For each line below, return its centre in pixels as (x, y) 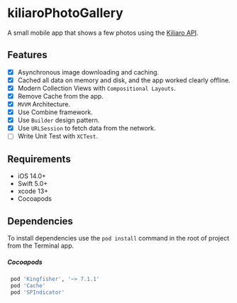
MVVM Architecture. (44, 104)
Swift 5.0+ (33, 184)
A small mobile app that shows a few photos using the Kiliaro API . (103, 33)
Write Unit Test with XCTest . (57, 136)
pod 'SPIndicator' (38, 292)
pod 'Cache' (28, 285)
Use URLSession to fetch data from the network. (87, 128)
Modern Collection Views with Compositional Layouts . (97, 88)
